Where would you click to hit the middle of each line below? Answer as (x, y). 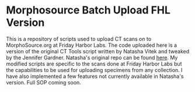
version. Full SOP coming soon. (44, 82)
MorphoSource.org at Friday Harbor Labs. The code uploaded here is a (91, 45)
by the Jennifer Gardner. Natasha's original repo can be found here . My (92, 57)
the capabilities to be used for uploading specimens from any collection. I (94, 70)
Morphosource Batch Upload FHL (88, 10)
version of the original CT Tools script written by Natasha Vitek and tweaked (98, 51)
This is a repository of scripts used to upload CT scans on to (79, 39)
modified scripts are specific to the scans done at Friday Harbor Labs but (94, 64)
